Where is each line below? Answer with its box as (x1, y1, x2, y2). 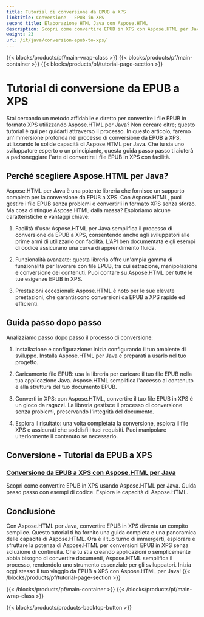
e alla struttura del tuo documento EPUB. (15, 383, 117, 390)
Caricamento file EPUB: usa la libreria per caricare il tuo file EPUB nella (15, 370, 192, 377)
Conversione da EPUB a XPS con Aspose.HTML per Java (6, 468, 176, 477)
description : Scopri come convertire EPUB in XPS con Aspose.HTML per (6, 26, 189, 32)
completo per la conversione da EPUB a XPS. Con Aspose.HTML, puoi (6, 193, 182, 201)
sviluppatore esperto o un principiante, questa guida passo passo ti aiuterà (6, 146, 194, 154)
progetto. (15, 358, 39, 365)
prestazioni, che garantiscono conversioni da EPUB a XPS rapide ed (15, 293, 185, 301)
